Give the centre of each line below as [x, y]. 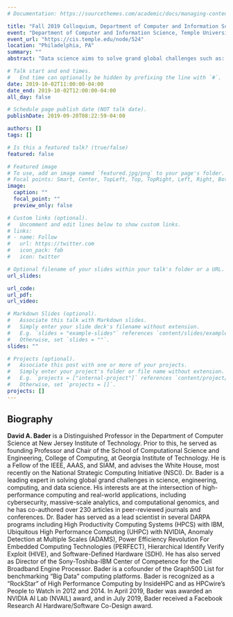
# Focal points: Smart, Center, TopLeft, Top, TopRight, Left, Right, [111, 179]
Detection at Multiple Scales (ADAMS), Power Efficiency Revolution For [108, 539]
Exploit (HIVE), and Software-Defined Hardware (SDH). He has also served [114, 554]
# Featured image [32, 167]
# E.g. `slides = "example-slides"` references [80, 333]
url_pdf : [20, 295]
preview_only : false [43, 205]
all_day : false [29, 97]
